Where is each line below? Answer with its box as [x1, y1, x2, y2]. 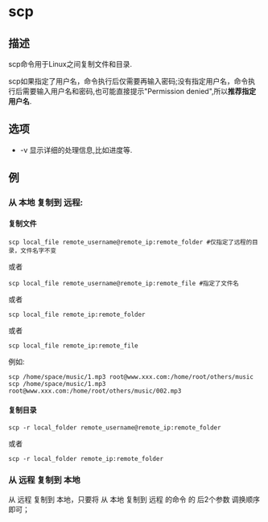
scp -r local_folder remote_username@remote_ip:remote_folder [8, 423, 221, 432]
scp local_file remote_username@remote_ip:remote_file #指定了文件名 [8, 280, 239, 288]
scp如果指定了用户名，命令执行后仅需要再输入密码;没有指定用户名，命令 [8, 76, 249, 86]
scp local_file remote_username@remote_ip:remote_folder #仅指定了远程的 [8, 238, 253, 247]
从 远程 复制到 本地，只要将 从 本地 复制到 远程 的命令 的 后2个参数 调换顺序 [8, 494, 260, 504]
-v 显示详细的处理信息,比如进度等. [19, 145, 133, 154]
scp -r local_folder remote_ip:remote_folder [8, 454, 163, 462]
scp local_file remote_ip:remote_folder [8, 310, 146, 319]
